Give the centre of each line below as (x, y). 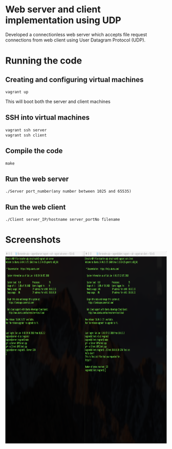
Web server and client (53, 9)
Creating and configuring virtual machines (74, 80)
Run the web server (37, 179)
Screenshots (33, 240)
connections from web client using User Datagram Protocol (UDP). (76, 40)
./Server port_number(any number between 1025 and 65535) (68, 191)
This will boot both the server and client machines (58, 101)
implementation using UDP (63, 20)
